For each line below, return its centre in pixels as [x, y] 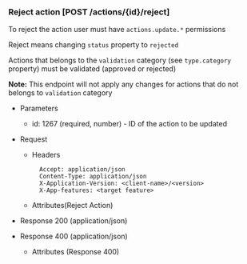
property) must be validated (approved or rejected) [92, 69]
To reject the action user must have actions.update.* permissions [117, 30]
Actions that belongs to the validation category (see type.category [120, 60]
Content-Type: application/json [93, 177]
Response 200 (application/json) [74, 221]
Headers [46, 155]
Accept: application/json [82, 170]
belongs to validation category [60, 93]
